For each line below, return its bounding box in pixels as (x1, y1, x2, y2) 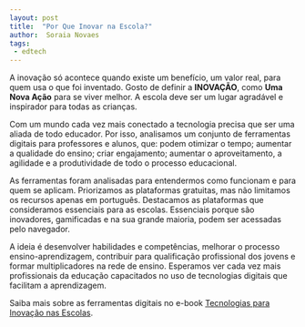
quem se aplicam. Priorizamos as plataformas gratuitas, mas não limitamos (9, 185, 291, 196)
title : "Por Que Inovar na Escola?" (9, 22, 153, 31)
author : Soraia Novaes (9, 30, 100, 39)
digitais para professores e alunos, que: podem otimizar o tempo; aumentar (9, 138, 292, 149)
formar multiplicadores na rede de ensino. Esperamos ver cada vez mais (9, 261, 281, 271)
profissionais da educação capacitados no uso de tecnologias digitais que (9, 271, 289, 281)
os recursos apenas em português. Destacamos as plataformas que (9, 195, 264, 206)
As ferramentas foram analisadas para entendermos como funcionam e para (9, 175, 297, 187)
